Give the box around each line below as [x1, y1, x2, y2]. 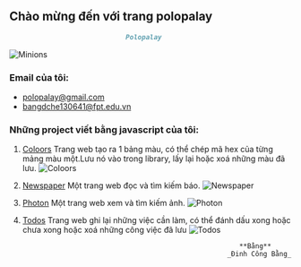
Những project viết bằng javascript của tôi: [9, 123, 200, 135]
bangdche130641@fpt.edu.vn [21, 100, 132, 112]
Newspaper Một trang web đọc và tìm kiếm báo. [21, 180, 201, 191]
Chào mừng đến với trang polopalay [9, 9, 213, 24]
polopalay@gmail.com [21, 91, 105, 102]
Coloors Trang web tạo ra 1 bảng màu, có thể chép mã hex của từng [21, 144, 273, 155]
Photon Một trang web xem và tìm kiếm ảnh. [21, 198, 185, 209]
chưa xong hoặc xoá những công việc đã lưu [21, 225, 187, 236]
